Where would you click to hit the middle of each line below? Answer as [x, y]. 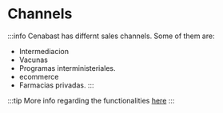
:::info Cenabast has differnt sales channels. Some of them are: [111, 36]
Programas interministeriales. [68, 68]
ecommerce [39, 76]
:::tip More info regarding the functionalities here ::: [91, 100]
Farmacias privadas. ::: [56, 85]
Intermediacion [44, 51]
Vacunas [34, 60]
